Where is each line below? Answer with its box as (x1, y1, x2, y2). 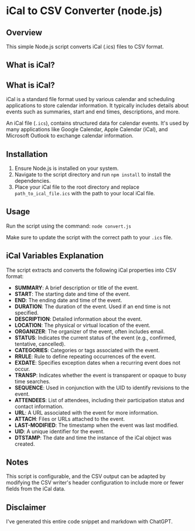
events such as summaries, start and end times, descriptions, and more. (6, 108, 180, 115)
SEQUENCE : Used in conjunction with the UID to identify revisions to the (14, 384, 189, 391)
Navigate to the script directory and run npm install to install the (14, 171, 171, 178)
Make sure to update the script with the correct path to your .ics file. (6, 233, 173, 241)
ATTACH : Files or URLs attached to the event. (14, 415, 125, 422)
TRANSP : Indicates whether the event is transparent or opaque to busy (14, 372, 187, 379)
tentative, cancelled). (14, 340, 66, 348)
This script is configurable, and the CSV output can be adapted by (6, 473, 166, 480)
